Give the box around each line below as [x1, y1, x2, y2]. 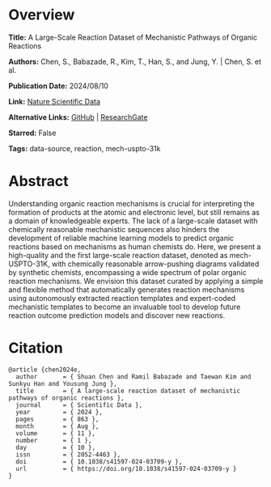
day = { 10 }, [15, 443, 95, 451]
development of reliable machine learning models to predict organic [8, 233, 235, 243]
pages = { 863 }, [15, 415, 100, 423]
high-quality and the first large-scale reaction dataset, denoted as [8, 250, 228, 260]
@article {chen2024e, [8, 366, 82, 374]
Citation [8, 339, 63, 358]
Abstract [8, 172, 69, 191]
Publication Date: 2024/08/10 [8, 81, 109, 91]
